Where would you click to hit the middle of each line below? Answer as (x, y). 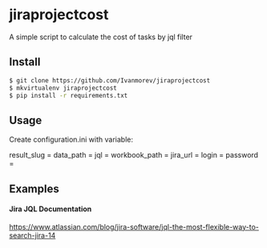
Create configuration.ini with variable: (71, 140)
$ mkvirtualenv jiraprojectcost (63, 88)
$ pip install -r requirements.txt (69, 95)
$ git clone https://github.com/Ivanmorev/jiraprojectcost (110, 80)
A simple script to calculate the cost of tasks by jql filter (101, 37)
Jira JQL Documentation (51, 209)
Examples (34, 188)
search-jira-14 (32, 235)
